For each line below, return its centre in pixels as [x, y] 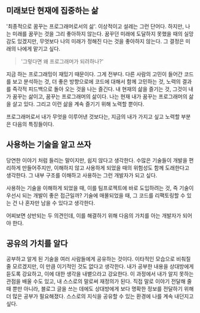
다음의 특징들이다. [33, 124]
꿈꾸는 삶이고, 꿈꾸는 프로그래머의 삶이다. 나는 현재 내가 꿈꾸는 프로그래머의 [100, 96]
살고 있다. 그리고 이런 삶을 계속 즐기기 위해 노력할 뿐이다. [78, 104]
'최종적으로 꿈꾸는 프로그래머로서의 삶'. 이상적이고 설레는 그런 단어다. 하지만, [95, 26]
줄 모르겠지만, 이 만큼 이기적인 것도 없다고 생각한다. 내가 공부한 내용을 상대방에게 [100, 266]
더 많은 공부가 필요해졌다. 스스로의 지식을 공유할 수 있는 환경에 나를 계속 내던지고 [100, 296]
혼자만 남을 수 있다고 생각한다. [60, 202]
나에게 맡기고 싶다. [39, 48]
